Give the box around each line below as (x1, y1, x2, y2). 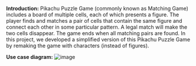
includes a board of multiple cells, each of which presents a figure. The (6, 11, 179, 18)
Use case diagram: (6, 54, 53, 60)
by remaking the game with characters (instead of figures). (6, 42, 149, 49)
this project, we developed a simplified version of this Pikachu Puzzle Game (6, 36, 191, 43)
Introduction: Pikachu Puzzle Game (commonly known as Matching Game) (6, 5, 189, 12)
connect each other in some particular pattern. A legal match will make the (6, 23, 188, 30)
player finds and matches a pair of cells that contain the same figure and (6, 18, 182, 24)
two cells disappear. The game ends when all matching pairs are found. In (6, 30, 186, 37)
